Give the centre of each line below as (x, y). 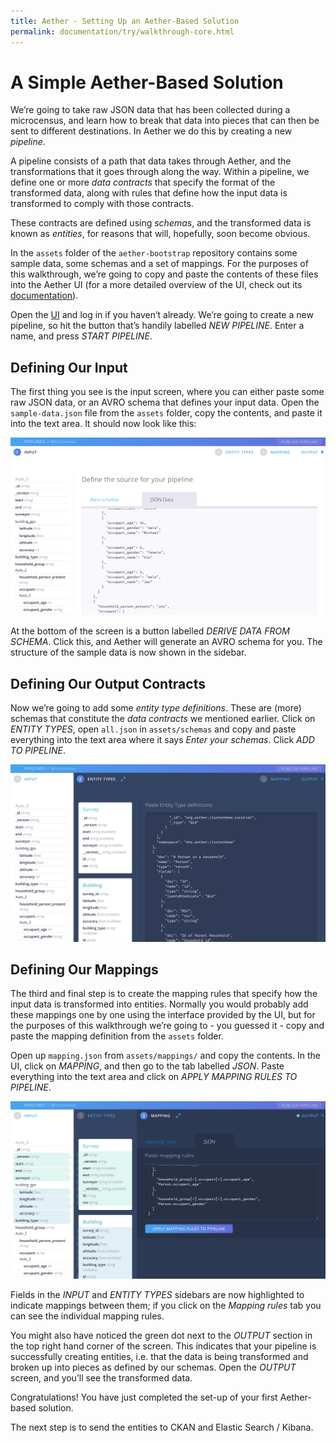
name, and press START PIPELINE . (81, 336)
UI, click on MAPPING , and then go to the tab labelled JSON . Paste (147, 1066)
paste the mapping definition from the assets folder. (117, 1036)
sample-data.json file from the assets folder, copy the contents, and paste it (166, 413)
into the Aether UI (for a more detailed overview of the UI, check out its (156, 285)
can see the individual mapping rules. (87, 1316)
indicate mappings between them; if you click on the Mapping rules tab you (166, 1306)
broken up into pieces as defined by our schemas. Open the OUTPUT (153, 1367)
